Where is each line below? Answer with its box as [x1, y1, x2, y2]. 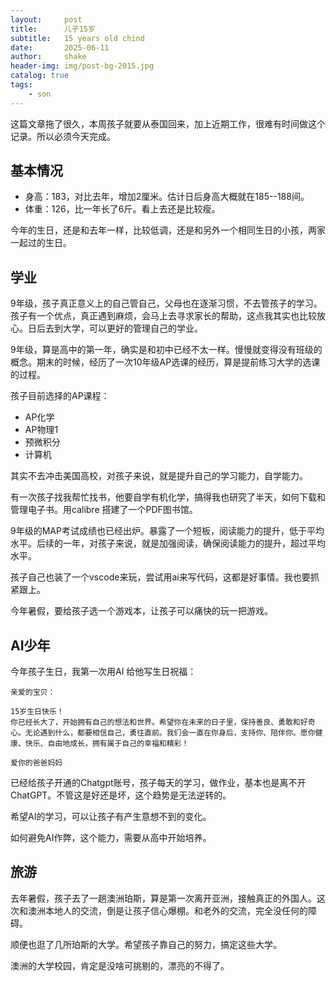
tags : [10, 80, 33, 90]
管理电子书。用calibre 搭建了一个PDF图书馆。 [10, 504, 198, 516]
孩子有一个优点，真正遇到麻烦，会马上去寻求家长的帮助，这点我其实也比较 [10, 310, 317, 322]
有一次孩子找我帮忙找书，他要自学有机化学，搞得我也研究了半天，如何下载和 [10, 491, 326, 503]
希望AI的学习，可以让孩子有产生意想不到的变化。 [10, 811, 212, 823]
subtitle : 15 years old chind [10, 33, 145, 43]
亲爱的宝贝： [10, 687, 56, 698]
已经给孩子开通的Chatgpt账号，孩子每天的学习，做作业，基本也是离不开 [10, 777, 307, 789]
